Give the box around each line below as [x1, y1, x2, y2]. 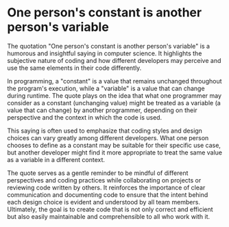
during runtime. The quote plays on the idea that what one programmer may [7, 91, 221, 100]
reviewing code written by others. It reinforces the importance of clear [7, 183, 206, 191]
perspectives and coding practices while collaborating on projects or [7, 176, 202, 184]
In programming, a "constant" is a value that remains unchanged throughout [7, 77, 222, 85]
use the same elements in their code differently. [7, 64, 142, 72]
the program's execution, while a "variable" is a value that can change [7, 84, 205, 92]
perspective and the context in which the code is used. [7, 113, 162, 121]
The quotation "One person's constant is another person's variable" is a [7, 42, 210, 50]
